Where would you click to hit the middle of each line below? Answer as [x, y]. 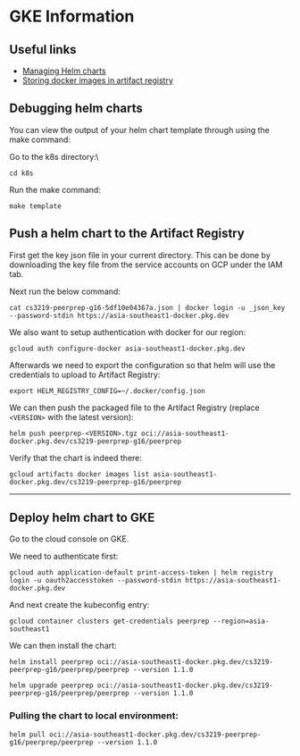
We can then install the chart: [63, 646]
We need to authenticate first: [64, 557]
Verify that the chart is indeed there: [76, 458]
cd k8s [21, 173]
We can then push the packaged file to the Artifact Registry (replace [135, 407]
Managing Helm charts [64, 71]
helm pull [28, 735]
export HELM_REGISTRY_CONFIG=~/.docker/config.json [107, 391]
